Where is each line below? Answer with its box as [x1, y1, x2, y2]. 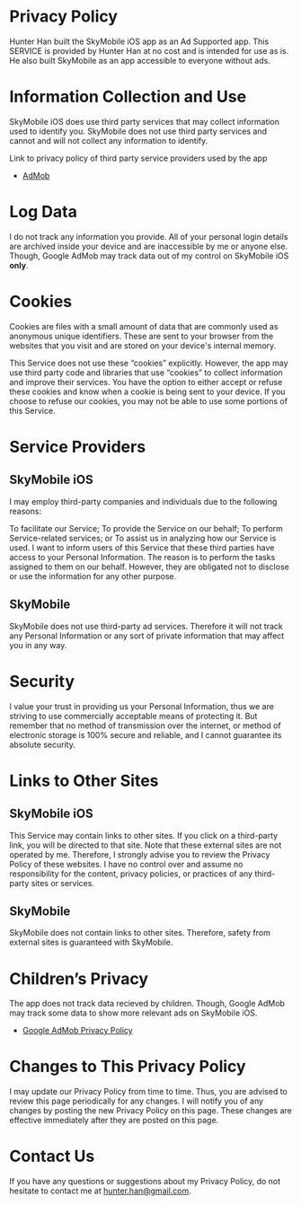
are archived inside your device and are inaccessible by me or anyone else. [9, 241, 288, 251]
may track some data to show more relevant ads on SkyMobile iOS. [9, 1007, 258, 1018]
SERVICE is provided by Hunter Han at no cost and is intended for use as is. [9, 45, 289, 56]
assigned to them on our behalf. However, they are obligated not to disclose [9, 561, 289, 572]
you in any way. [9, 639, 67, 650]
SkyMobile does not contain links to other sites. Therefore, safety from [9, 928, 271, 938]
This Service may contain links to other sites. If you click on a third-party [9, 830, 279, 840]
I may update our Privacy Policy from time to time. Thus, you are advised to [9, 1086, 288, 1097]
